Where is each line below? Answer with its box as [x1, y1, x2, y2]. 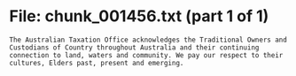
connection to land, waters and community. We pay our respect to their [9, 50, 284, 59]
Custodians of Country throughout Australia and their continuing [9, 42, 260, 52]
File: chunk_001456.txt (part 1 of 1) [9, 6, 269, 27]
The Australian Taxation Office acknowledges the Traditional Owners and [9, 35, 288, 44]
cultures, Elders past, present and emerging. [9, 58, 184, 67]
